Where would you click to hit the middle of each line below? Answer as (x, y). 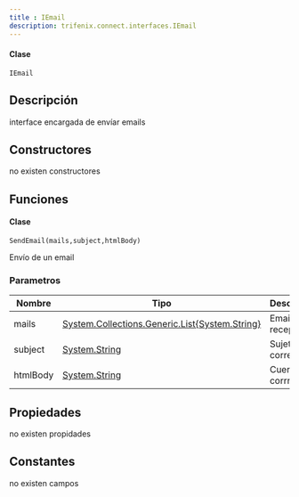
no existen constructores (55, 171)
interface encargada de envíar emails (77, 122)
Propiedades (45, 412)
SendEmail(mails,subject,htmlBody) (75, 240)
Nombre (34, 304)
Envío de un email (42, 257)
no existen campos (44, 483)
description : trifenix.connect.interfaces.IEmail (103, 26)
